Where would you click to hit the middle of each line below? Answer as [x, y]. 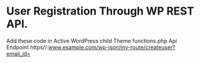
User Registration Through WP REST [100, 11]
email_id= [19, 53]
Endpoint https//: [27, 47]
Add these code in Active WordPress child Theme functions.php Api [92, 41]
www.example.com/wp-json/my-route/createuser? [112, 47]
